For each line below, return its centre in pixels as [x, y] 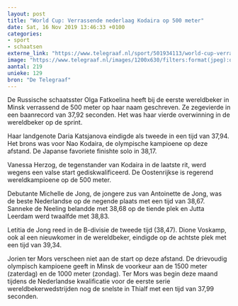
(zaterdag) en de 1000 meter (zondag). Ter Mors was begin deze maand [113, 274]
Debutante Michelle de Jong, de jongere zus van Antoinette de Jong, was [114, 194]
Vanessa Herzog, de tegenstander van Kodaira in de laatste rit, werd [107, 165]
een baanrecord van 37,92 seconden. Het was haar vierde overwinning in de [119, 115]
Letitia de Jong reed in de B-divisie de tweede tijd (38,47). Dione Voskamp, [117, 230]
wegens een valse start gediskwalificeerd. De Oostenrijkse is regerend [110, 172]
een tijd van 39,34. [35, 245]
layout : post [27, 14]
